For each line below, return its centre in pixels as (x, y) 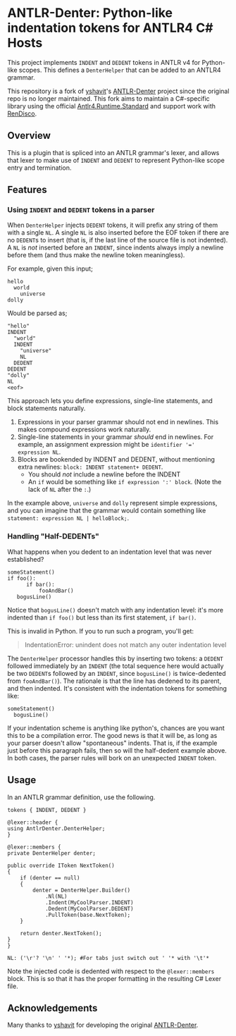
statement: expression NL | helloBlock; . (68, 518)
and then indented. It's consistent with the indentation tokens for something (117, 688)
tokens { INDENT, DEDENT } (47, 810)
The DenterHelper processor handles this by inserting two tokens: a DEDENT (115, 658)
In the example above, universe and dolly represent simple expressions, (112, 503)
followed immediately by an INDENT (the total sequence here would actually (116, 666)
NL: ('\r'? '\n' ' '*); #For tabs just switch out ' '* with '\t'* (108, 958)
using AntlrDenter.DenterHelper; (56, 828)
